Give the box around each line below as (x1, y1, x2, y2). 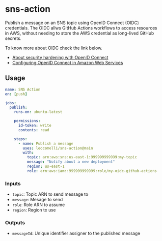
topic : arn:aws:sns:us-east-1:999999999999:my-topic (27, 155, 137, 160)
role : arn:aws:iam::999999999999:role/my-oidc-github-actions (27, 168, 157, 173)
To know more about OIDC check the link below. (5, 45, 103, 51)
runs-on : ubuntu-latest (14, 110, 63, 115)
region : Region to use (12, 207, 56, 213)
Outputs (5, 219, 26, 226)
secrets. (5, 35, 22, 41)
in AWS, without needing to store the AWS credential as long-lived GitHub (5, 30, 154, 36)
